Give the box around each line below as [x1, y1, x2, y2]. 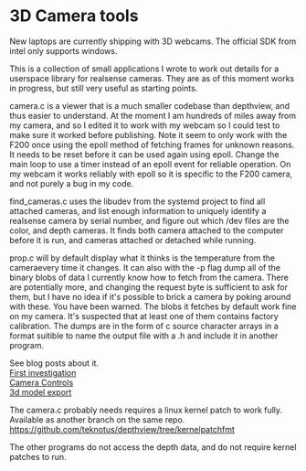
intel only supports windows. [9, 45, 118, 56]
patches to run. [9, 451, 67, 462]
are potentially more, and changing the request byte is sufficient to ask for [9, 281, 288, 293]
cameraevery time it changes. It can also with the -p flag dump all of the [9, 262, 281, 273]
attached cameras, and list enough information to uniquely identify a [9, 205, 267, 216]
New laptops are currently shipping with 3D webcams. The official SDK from [9, 36, 297, 47]
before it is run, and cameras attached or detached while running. [9, 234, 257, 245]
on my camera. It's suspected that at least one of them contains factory [9, 310, 279, 321]
